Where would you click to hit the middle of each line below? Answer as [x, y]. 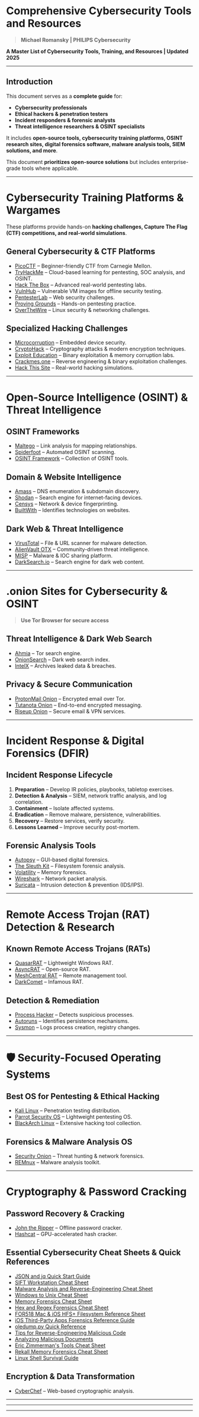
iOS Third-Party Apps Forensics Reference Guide [75, 1320]
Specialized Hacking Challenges [67, 328]
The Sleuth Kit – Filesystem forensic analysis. [70, 866]
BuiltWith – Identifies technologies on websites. [72, 510]
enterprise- [175, 162]
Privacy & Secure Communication [70, 685]
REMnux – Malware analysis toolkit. [58, 1162]
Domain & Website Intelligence [64, 477]
